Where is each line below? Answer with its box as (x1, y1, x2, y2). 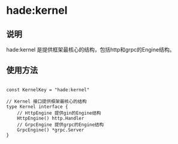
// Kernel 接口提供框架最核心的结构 (6, 98, 87, 104)
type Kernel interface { (6, 103, 68, 110)
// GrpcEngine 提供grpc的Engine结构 (17, 121, 104, 128)
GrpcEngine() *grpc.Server (17, 127, 85, 133)
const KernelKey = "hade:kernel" (6, 86, 90, 93)
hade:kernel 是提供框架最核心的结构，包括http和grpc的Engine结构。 (6, 46, 175, 53)
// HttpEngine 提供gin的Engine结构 (17, 110, 101, 116)
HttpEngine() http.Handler (17, 115, 85, 121)
